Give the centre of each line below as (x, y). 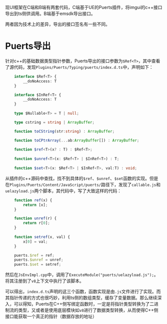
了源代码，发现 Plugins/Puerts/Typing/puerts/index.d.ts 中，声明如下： (79, 67)
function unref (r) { (35, 218)
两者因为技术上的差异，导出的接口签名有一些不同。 (58, 24)
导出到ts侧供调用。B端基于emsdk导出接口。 (50, 13)
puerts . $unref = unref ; (39, 260)
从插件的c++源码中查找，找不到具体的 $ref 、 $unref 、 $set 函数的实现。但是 (82, 178)
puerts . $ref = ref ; (34, 255)
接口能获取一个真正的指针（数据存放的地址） (51, 317)
